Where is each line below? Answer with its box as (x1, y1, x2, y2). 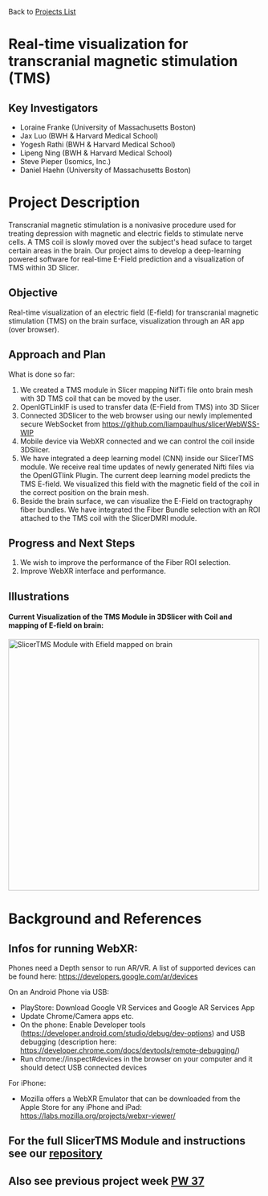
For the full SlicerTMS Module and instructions (8, 1134, 246, 1148)
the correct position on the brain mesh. (19, 487, 149, 497)
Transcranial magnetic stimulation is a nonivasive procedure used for (8, 220, 237, 229)
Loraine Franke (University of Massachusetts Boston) (19, 122, 197, 132)
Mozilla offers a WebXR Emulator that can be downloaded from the (19, 1094, 241, 1103)
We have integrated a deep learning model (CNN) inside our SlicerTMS (19, 453, 254, 463)
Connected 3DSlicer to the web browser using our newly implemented (19, 410, 253, 420)
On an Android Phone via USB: (8, 987, 110, 996)
